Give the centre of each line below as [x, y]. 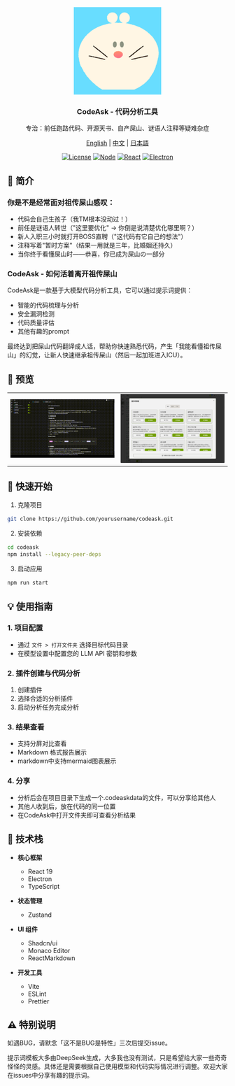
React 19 [40, 871]
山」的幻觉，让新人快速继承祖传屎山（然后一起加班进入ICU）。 [97, 355]
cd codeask [23, 547]
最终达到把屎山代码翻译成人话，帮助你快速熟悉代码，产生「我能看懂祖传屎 [114, 346]
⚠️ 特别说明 [31, 1025]
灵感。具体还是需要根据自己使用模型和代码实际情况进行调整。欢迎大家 [127, 1066]
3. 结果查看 [26, 727]
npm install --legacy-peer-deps [54, 555]
